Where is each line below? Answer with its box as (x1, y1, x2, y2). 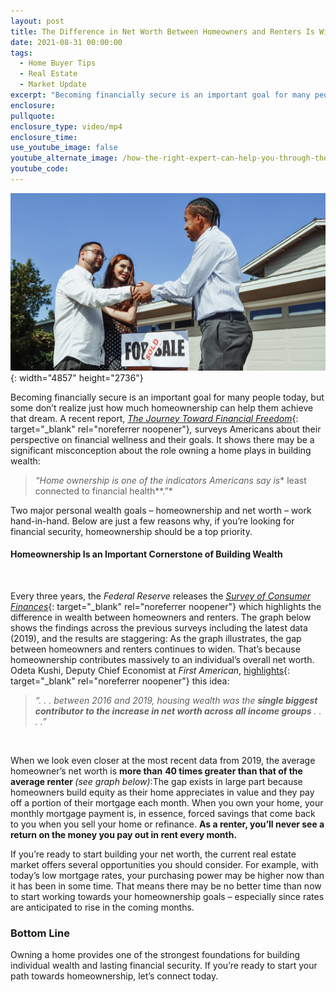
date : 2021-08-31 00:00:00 (10, 37, 123, 47)
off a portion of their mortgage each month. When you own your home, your (10, 796, 324, 809)
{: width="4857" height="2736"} (10, 371, 144, 384)
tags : (10, 48, 33, 58)
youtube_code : (10, 164, 70, 174)
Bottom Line (10, 926, 70, 940)
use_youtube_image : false (10, 143, 118, 153)
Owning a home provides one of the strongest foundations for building (10, 949, 301, 961)
